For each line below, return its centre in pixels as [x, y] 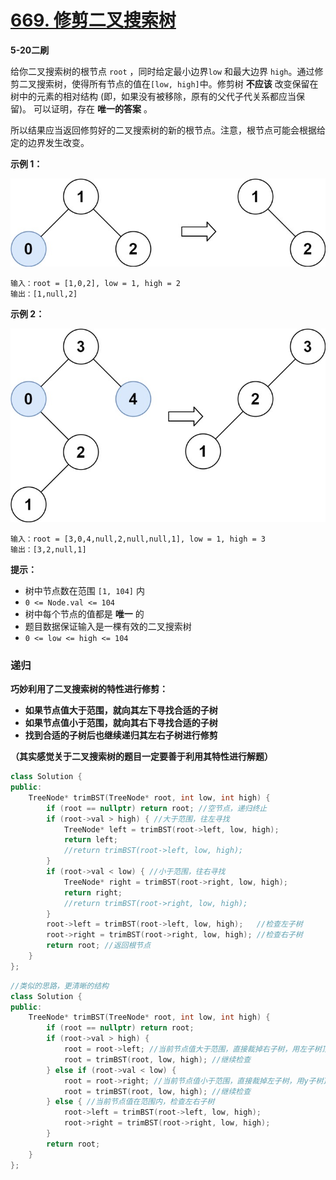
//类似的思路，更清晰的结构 [60, 986]
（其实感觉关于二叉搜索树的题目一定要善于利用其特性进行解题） [141, 757]
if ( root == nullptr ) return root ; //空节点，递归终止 [157, 808]
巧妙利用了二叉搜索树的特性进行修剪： [89, 689]
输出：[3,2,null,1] [48, 549]
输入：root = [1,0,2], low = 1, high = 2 [95, 283]
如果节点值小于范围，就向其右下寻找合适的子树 [121, 723]
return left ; [90, 840]
